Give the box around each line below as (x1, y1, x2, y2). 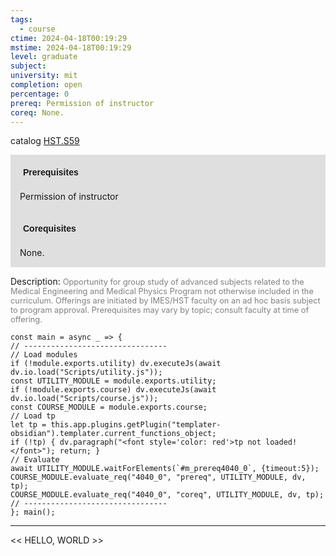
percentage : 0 (10, 89, 70, 99)
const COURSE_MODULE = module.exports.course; (10, 402, 208, 413)
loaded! (265, 437, 298, 448)
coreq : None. (10, 107, 65, 118)
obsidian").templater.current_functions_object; (10, 429, 217, 439)
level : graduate (10, 52, 78, 62)
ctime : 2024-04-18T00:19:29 (10, 33, 128, 43)
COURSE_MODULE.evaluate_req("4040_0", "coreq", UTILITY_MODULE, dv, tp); (10, 490, 325, 500)
